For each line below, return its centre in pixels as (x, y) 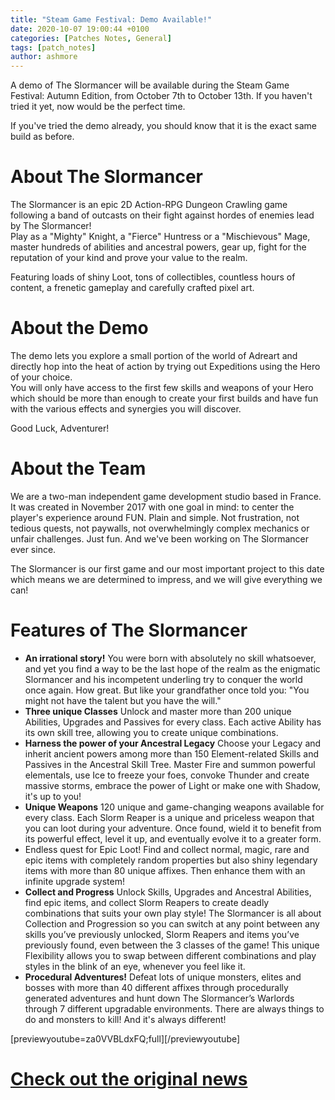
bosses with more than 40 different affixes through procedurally (156, 987)
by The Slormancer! (51, 226)
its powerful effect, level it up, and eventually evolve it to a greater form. (173, 838)
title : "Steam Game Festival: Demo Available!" (111, 19)
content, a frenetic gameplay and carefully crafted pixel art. (132, 288)
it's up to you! (53, 796)
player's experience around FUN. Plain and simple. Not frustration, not (155, 517)
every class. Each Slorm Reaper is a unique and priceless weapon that (169, 817)
